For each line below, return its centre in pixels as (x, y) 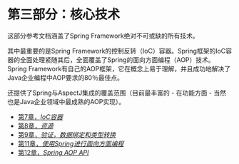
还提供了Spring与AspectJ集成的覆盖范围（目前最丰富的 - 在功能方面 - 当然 (117, 93)
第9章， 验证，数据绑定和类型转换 (67, 134)
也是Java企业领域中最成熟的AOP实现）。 (66, 101)
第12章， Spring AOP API (53, 152)
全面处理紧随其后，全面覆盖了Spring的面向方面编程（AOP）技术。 (117, 60)
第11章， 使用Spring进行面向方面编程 (71, 143)
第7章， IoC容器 (40, 117)
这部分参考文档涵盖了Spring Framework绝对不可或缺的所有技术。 (103, 36)
